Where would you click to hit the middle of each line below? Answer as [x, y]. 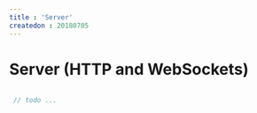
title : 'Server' [41, 17]
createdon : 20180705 [49, 26]
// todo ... [35, 101]
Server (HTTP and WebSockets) [129, 69]
